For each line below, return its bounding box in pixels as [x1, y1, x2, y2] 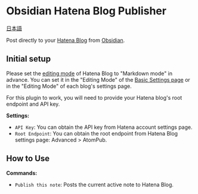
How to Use [6, 153, 50, 164]
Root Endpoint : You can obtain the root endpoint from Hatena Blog [14, 130, 178, 137]
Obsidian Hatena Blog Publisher [6, 4, 167, 18]
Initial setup [6, 54, 51, 64]
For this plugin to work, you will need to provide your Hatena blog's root [6, 94, 182, 101]
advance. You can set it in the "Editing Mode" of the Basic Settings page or [6, 76, 191, 83]
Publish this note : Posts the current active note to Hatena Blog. [14, 181, 174, 188]
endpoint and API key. [6, 100, 60, 107]
